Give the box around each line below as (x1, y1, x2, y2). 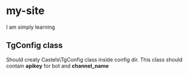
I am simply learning (6, 23, 55, 30)
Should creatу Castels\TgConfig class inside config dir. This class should (6, 56, 183, 63)
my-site (6, 4, 45, 18)
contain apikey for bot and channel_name (6, 62, 109, 69)
